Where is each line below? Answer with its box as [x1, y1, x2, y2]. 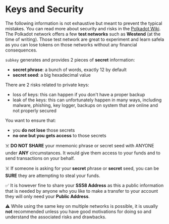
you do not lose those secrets [12, 127, 75, 133]
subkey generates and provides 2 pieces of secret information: [5, 57, 135, 63]
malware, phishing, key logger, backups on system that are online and [12, 102, 158, 108]
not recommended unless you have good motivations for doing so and [5, 208, 151, 214]
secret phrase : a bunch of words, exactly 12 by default [12, 67, 127, 73]
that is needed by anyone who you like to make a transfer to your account [5, 188, 158, 194]
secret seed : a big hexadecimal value [12, 72, 91, 78]
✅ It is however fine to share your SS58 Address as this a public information [5, 182, 164, 188]
